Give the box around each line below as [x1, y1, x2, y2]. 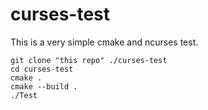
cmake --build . [10, 81, 78, 92]
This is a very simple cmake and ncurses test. [10, 36, 199, 48]
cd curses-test [10, 64, 74, 74]
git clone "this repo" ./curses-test [10, 55, 168, 65]
